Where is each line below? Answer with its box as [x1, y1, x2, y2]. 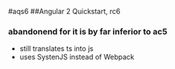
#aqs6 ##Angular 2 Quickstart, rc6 [8, 7, 121, 16]
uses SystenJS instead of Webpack [19, 53, 135, 62]
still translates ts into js [19, 44, 94, 53]
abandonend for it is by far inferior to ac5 [8, 26, 168, 37]
